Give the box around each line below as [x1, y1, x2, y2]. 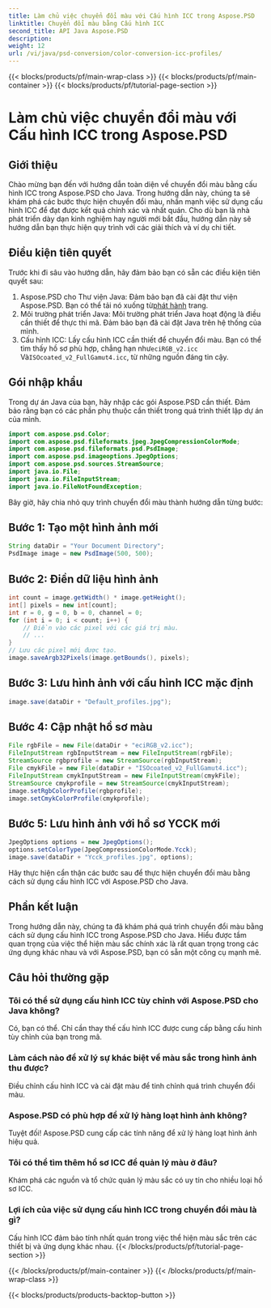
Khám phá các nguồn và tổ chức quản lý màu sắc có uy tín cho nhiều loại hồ [8, 1175, 263, 1185]
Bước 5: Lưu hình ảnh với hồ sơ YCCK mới [8, 816, 221, 830]
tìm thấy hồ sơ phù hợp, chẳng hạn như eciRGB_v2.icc [19, 343, 198, 353]
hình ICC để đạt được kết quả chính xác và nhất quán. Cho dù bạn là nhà [8, 206, 250, 215]
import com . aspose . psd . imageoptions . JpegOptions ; [8, 453, 180, 461]
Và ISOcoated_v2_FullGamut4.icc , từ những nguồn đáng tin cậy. [19, 351, 229, 361]
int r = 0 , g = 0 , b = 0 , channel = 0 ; [8, 608, 143, 616]
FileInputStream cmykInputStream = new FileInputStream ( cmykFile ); [8, 771, 241, 780]
